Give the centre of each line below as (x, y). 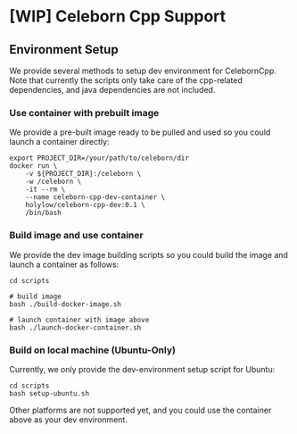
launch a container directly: (59, 142)
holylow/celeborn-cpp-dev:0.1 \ (85, 205)
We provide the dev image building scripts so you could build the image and (148, 255)
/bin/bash (44, 213)
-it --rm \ (45, 189)
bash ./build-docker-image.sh (66, 304)
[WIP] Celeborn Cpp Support (118, 17)
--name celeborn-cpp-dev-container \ (95, 197)
